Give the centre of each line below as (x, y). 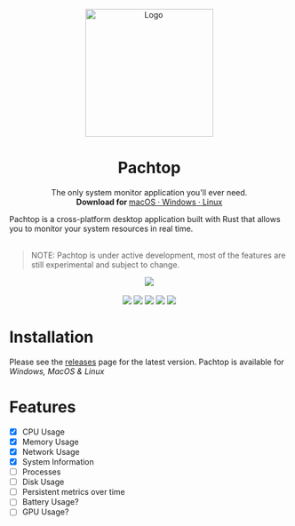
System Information (58, 462)
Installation (52, 337)
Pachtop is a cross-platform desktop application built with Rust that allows (145, 219)
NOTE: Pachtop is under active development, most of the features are (158, 255)
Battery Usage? (50, 502)
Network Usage (51, 451)
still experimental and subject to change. (105, 264)
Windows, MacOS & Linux (57, 371)
